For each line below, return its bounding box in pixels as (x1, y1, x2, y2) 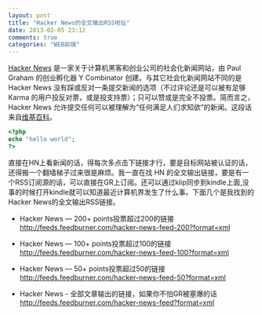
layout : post (8, 11, 51, 20)
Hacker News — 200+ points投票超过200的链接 (19, 214, 175, 223)
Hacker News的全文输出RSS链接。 (8, 197, 120, 207)
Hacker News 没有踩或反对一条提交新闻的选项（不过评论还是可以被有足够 (8, 83, 246, 93)
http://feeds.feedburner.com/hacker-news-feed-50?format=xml (19, 273, 226, 282)
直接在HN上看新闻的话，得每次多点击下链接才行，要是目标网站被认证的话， (8, 158, 253, 167)
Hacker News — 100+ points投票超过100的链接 (19, 239, 172, 248)
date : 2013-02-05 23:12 (8, 26, 86, 34)
